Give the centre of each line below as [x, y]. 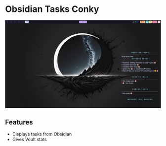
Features [19, 122]
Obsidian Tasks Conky [52, 9]
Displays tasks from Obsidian [42, 134]
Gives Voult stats [29, 140]
